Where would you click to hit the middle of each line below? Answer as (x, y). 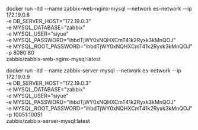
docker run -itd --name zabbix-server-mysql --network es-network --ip (94, 70)
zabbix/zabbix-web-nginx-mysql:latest (53, 59)
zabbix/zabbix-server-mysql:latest (48, 121)
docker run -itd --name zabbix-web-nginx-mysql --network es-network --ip (99, 9)
